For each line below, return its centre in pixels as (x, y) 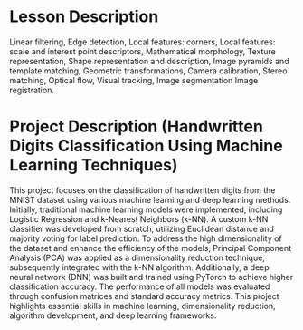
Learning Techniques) (94, 165)
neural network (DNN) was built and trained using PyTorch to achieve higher (151, 277)
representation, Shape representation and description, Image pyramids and (149, 61)
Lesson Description (84, 17)
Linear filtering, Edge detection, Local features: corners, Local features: (142, 42)
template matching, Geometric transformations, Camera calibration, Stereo (148, 71)
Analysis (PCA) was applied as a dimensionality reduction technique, (137, 257)
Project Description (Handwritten (137, 126)
